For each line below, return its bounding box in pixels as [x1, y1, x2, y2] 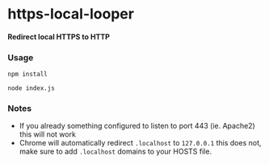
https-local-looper [7, 5, 135, 23]
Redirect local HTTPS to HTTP [7, 31, 111, 41]
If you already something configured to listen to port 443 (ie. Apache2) [19, 121, 255, 131]
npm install [7, 70, 48, 79]
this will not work [19, 129, 76, 139]
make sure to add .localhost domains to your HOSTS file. [19, 146, 212, 157]
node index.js [7, 84, 56, 92]
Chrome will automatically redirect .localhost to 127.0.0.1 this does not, [19, 138, 262, 148]
